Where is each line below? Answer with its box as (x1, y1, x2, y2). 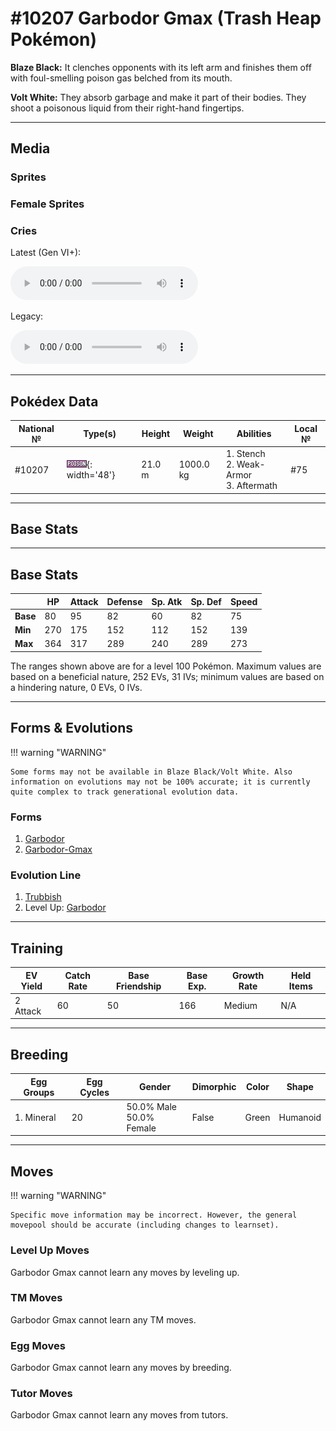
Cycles (79, 1086, 110, 1098)
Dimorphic (191, 1081, 237, 1093)
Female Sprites (10, 197, 85, 211)
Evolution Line (10, 868, 82, 882)
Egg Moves (10, 1338, 66, 1352)
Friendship (115, 980, 162, 992)
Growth (232, 969, 265, 981)
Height (141, 428, 171, 440)
